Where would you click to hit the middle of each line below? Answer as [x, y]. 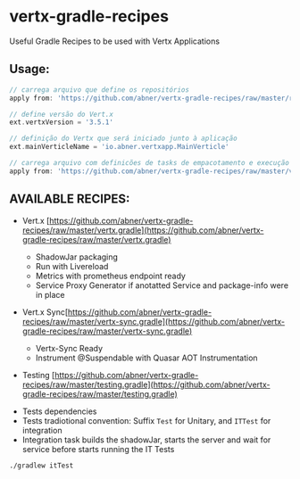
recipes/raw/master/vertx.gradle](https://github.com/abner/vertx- [143, 230]
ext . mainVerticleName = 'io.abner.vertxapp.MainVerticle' [119, 147]
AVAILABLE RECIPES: [70, 199]
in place [50, 294]
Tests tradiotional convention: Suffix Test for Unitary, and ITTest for [146, 420]
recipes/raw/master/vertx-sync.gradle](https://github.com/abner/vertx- [154, 321]
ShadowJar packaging [77, 257]
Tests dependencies [59, 411]
